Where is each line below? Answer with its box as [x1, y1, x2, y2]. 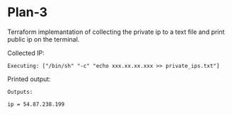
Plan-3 [7, 4, 48, 20]
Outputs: [7, 88, 33, 95]
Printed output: [7, 75, 51, 83]
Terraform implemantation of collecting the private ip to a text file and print [7, 28, 225, 36]
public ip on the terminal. [7, 35, 80, 43]
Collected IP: [7, 49, 45, 57]
